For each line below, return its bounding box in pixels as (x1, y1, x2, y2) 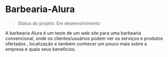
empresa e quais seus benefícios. (5, 46, 76, 52)
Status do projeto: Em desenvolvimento (17, 20, 100, 26)
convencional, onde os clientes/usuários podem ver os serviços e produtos (5, 35, 163, 41)
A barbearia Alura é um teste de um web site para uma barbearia (5, 30, 142, 36)
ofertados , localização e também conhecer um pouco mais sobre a (5, 40, 147, 46)
